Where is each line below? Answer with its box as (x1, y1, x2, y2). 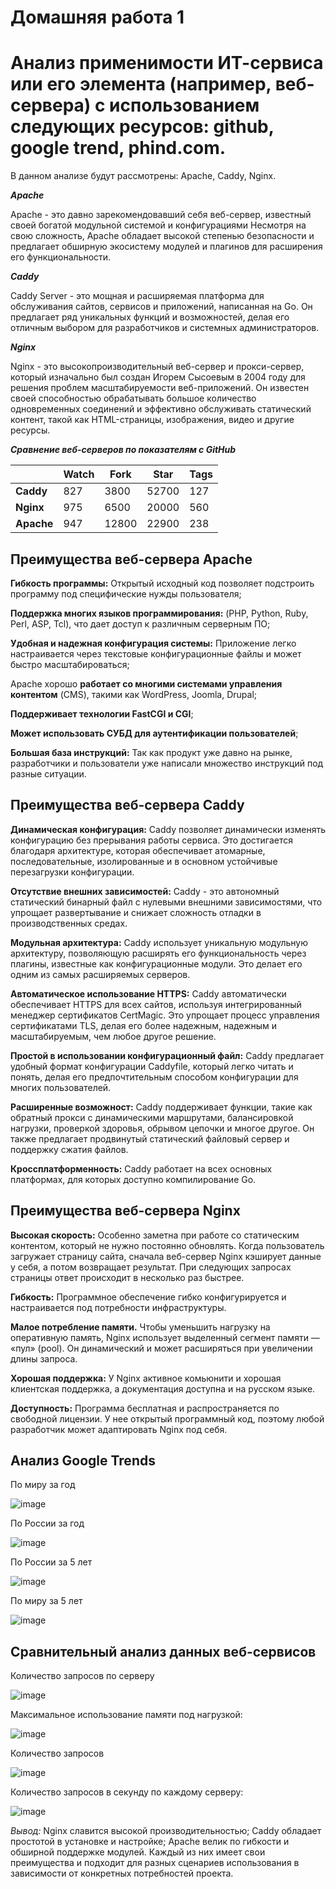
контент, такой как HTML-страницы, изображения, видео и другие (10, 414, 295, 426)
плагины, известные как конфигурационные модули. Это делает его (10, 957, 303, 970)
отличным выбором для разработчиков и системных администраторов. (10, 322, 320, 334)
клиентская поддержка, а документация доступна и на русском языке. (10, 1382, 316, 1395)
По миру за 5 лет (10, 1595, 83, 1607)
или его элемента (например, (10, 73, 272, 96)
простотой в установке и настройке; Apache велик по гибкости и (10, 1836, 290, 1848)
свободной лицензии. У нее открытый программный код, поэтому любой (10, 1412, 325, 1425)
